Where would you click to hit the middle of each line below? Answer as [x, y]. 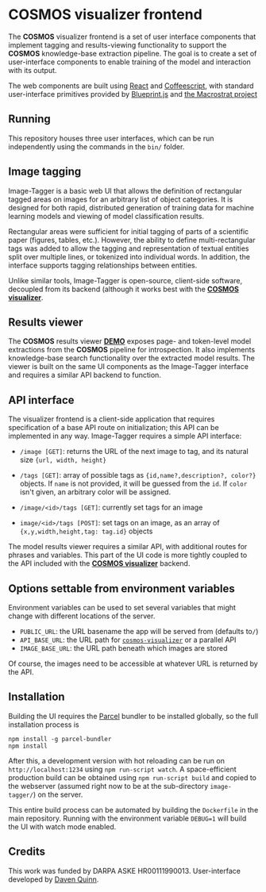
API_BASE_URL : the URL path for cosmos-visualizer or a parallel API [128, 640]
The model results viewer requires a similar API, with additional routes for [128, 547]
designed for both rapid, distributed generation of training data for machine [131, 207]
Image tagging [45, 172]
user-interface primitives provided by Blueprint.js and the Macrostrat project [133, 94]
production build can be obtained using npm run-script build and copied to [132, 777]
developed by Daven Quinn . [54, 879]
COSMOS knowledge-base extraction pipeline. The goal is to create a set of [133, 53]
